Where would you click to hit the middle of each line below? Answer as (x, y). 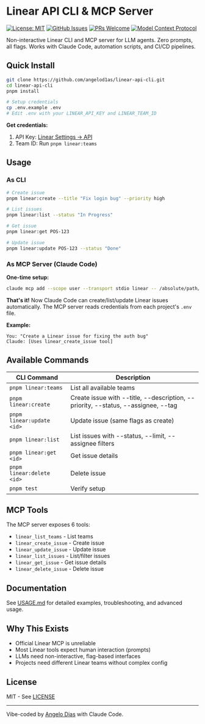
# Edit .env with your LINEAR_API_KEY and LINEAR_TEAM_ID (81, 114)
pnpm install (23, 91)
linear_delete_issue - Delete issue (59, 569)
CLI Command (37, 377)
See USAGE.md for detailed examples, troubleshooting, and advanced (95, 603)
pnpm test (23, 488)
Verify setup (88, 488)
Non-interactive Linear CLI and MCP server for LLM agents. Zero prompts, (100, 40)
